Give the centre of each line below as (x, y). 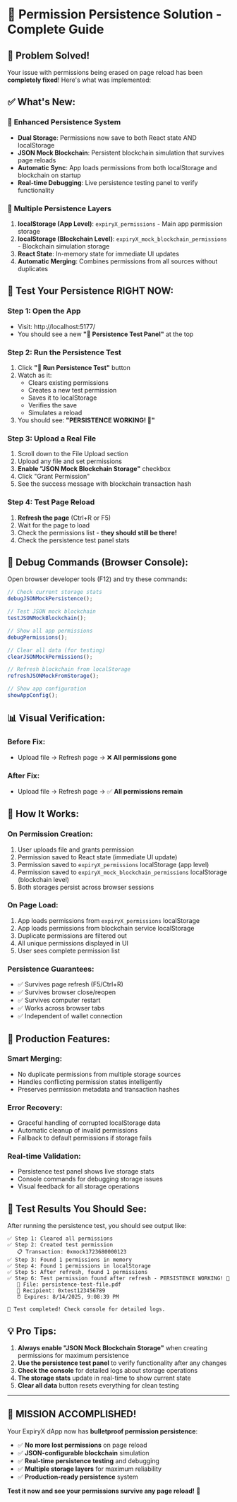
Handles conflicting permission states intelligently (90, 1081)
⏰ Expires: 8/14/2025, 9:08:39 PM (68, 1297)
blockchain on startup (49, 175)
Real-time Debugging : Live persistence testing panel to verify (108, 182)
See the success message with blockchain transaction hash (104, 484)
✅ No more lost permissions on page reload (82, 1445)
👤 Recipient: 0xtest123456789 (61, 1291)
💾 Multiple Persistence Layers (59, 208)
